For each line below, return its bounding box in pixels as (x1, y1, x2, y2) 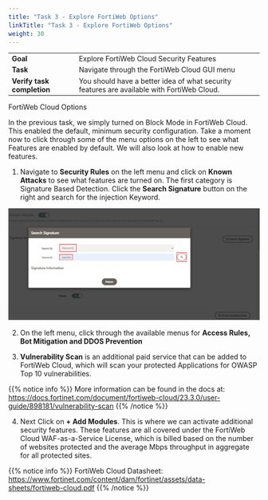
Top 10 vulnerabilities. (19, 369, 92, 379)
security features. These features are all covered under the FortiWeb (19, 425, 246, 435)
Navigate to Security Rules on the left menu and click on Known (19, 167, 233, 177)
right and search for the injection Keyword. (19, 192, 161, 203)
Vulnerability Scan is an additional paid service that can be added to (19, 352, 247, 362)
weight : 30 (8, 30, 45, 37)
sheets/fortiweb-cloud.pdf (8, 483, 95, 493)
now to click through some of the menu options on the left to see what (8, 135, 239, 144)
